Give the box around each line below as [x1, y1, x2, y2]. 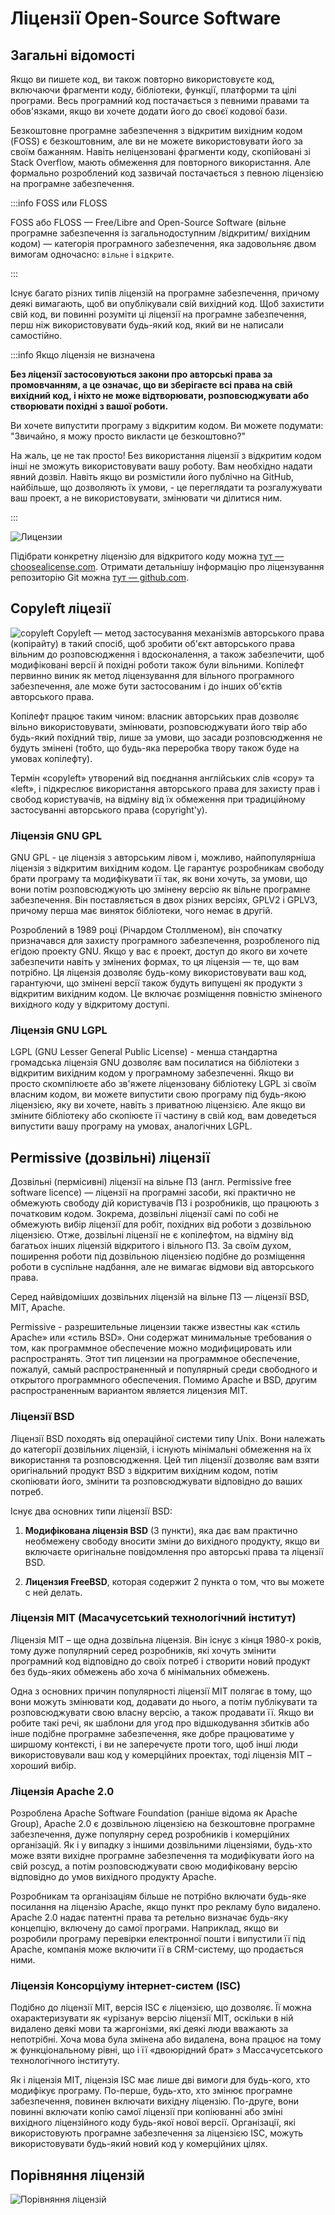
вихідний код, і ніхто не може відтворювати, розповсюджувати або [10, 390, 310, 401]
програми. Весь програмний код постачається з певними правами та [10, 95, 310, 106]
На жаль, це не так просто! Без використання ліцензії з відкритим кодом [10, 450, 322, 461]
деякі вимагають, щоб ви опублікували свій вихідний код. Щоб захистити [10, 298, 325, 309]
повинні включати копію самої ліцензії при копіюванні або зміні [10, 2106, 283, 2118]
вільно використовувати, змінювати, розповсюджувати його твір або [10, 720, 308, 732]
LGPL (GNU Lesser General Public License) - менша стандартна [10, 1046, 278, 1058]
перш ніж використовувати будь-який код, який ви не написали [10, 319, 285, 331]
